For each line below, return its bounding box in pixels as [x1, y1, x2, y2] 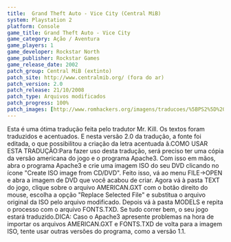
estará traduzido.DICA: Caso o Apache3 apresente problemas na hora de [7, 212, 214, 221]
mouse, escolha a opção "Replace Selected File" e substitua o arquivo [7, 190, 206, 199]
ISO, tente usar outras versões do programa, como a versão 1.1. [7, 227, 186, 235]
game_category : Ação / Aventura [7, 36, 100, 43]
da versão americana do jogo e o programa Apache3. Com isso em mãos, [7, 154, 216, 162]
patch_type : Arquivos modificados [7, 93, 107, 100]
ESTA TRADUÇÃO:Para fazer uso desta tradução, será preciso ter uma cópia [7, 146, 224, 155]
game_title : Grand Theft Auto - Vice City [7, 29, 131, 36]
